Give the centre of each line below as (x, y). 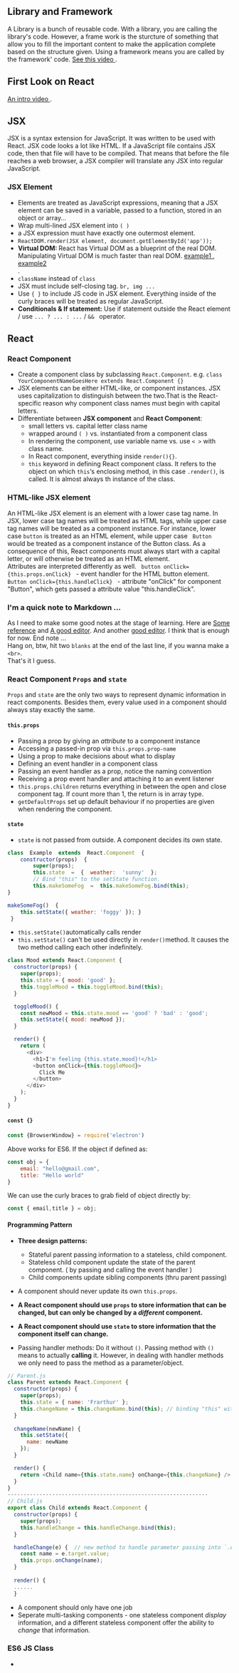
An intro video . (30, 98)
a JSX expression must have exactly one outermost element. (106, 233)
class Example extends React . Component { (76, 853)
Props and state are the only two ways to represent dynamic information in (117, 695)
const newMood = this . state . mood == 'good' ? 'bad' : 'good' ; (114, 1013)
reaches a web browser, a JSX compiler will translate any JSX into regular (116, 161)
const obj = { (28, 1162)
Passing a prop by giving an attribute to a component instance (109, 741)
